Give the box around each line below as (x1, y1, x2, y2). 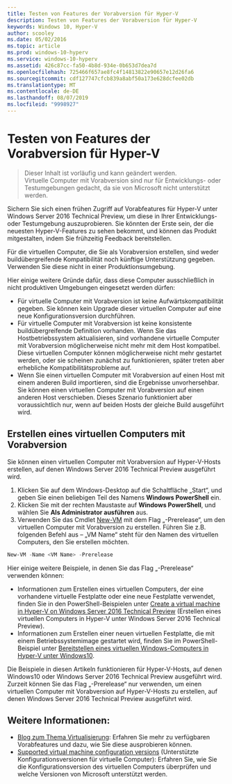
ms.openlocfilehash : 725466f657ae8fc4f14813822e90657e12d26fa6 (7, 68, 194, 75)
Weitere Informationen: (7, 714, 110, 726)
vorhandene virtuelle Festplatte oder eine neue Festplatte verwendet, (17, 592, 215, 600)
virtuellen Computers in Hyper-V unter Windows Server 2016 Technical (17, 614, 221, 622)
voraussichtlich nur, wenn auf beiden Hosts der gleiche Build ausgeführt (17, 400, 224, 408)
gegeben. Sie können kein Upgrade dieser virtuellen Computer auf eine (17, 304, 222, 312)
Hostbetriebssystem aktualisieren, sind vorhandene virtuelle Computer (17, 334, 220, 342)
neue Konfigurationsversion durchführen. (17, 312, 135, 320)
